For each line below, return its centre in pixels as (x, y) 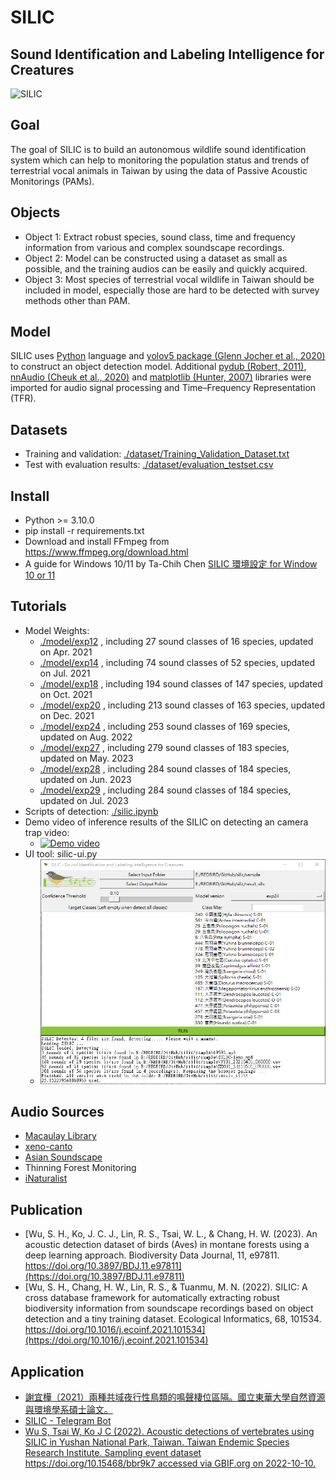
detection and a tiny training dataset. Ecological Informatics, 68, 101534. (173, 1319)
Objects (35, 212)
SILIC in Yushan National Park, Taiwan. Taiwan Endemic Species (157, 1442)
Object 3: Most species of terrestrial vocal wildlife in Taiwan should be (169, 279)
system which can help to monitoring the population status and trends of (160, 160)
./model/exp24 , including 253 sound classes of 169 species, (165, 726)
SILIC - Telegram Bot (68, 1420)
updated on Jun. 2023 (85, 779)
